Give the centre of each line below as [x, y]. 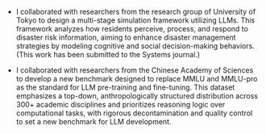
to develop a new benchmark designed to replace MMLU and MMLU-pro [137, 79]
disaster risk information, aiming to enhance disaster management [126, 37]
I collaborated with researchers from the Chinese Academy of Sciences [135, 70]
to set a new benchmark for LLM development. [94, 121]
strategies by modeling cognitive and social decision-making [117, 46]
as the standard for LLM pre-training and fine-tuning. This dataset [125, 87]
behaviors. [237, 46]
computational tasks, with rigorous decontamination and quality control [134, 113]
